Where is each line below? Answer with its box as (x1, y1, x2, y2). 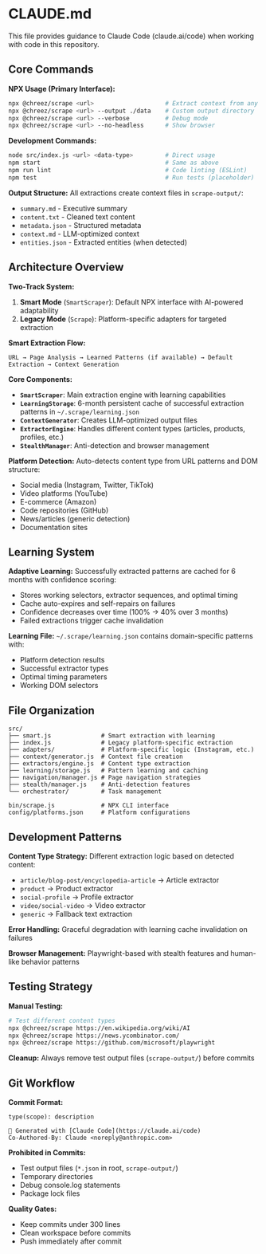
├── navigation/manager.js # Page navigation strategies (8, 774, 201, 782)
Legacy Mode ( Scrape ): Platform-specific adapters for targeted (19, 314, 227, 324)
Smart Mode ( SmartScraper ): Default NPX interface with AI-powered (19, 297, 244, 307)
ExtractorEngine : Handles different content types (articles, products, (19, 423, 245, 433)
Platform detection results (19, 655, 105, 665)
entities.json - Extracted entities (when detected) (19, 237, 188, 247)
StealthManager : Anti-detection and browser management (19, 440, 209, 450)
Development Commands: (8, 136, 97, 146)
